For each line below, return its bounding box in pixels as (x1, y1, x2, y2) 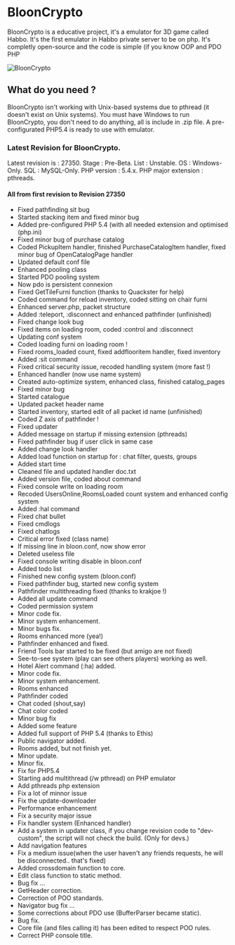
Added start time (17, 460, 67, 468)
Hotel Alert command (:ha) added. (17, 662, 116, 670)
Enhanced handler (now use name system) (17, 370, 142, 379)
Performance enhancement (17, 804, 97, 813)
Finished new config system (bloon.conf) (17, 572, 137, 581)
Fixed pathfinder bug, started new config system (17, 580, 159, 588)
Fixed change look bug (17, 318, 84, 326)
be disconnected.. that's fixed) (17, 856, 107, 865)
